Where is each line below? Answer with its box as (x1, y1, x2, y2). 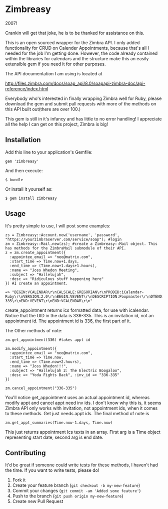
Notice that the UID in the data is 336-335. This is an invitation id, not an (5, 312, 154, 318)
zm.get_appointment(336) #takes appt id (5, 337, 91, 342)
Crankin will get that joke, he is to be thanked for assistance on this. (5, 30, 144, 36)
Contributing (5, 448, 46, 457)
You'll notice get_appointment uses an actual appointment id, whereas (5, 394, 150, 400)
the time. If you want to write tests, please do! (5, 467, 99, 473)
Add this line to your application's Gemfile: (5, 149, 92, 155)
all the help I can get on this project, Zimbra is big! (5, 121, 108, 127)
